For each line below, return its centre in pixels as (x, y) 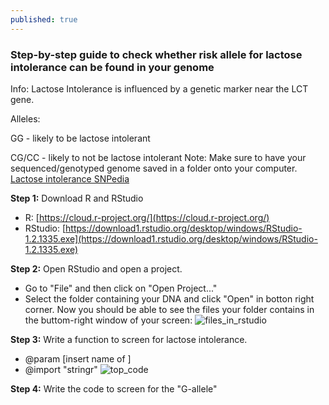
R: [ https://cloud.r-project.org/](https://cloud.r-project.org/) (147, 217)
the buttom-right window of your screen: (108, 320)
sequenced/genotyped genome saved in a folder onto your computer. (154, 168)
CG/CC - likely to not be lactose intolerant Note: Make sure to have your (158, 157)
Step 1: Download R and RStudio (77, 198)
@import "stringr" (61, 369)
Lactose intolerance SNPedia (70, 178)
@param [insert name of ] (78, 358)
